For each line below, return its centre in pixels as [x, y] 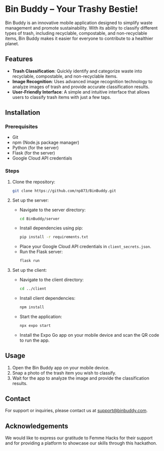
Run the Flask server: [41, 252]
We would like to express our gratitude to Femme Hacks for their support [79, 438]
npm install [32, 307]
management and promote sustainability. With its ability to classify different [82, 28]
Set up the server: [31, 200]
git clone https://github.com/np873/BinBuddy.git [64, 191]
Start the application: [41, 317]
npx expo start [35, 325]
